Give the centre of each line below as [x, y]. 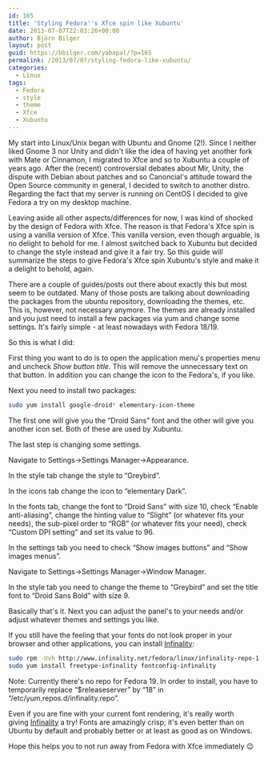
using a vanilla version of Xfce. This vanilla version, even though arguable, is [134, 235]
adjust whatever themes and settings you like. [84, 619]
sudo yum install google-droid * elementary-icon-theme [102, 405]
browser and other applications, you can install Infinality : [102, 643]
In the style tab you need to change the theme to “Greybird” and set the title [133, 587]
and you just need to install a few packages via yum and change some [124, 318]
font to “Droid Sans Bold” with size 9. [69, 595]
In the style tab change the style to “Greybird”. [84, 475]
